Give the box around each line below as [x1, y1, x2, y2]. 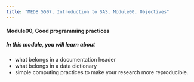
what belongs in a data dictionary [14, 62, 97, 69]
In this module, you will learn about [6, 41, 96, 48]
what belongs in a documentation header [14, 56, 116, 63]
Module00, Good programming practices [6, 28, 110, 35]
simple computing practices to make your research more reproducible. [14, 69, 189, 76]
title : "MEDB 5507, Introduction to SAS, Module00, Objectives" [6, 8, 170, 15]
